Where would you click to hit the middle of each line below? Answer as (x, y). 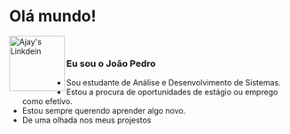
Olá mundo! (53, 16)
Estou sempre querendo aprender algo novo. (104, 111)
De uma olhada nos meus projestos (86, 120)
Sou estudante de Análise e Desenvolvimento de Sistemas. (173, 83)
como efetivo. (47, 101)
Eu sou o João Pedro (111, 63)
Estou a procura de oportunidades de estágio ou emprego (172, 92)
